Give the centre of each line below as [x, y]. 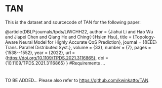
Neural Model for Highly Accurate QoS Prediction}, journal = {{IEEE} [88, 42]
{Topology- [144, 37]
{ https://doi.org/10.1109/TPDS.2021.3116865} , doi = [57, 58]
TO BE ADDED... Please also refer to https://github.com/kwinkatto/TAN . [77, 80]
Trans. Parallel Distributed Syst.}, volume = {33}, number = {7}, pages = [78, 47]
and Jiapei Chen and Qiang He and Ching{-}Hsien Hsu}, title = [68, 37]
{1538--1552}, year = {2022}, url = [40, 53]
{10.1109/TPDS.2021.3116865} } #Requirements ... [55, 63]
